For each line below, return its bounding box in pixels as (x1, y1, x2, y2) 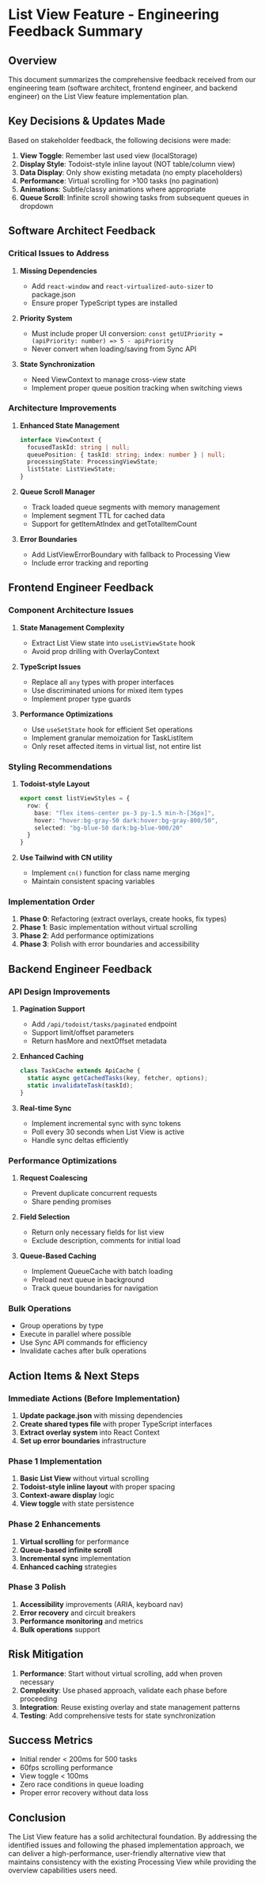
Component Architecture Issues (8, 605, 134, 616)
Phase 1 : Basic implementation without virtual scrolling (19, 923, 198, 932)
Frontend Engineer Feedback (8, 581, 154, 595)
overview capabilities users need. (8, 1866, 118, 1875)
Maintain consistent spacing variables (31, 876, 156, 887)
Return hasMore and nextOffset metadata (31, 1036, 168, 1045)
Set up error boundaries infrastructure (19, 1435, 146, 1445)
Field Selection (19, 1212, 70, 1221)
